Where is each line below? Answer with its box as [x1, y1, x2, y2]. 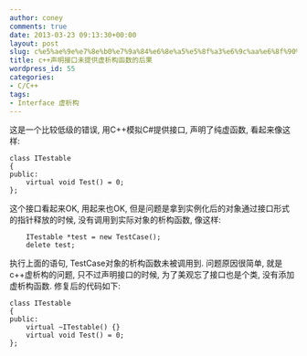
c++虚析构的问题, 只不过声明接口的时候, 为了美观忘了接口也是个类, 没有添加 [9, 269, 295, 280]
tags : [9, 89, 30, 99]
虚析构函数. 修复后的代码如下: [9, 280, 122, 292]
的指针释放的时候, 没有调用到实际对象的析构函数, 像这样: [9, 215, 221, 225]
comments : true [9, 22, 68, 31]
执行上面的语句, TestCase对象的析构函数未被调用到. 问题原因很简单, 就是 [9, 257, 283, 269]
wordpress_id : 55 [9, 65, 76, 74]
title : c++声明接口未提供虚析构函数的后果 [9, 56, 153, 65]
